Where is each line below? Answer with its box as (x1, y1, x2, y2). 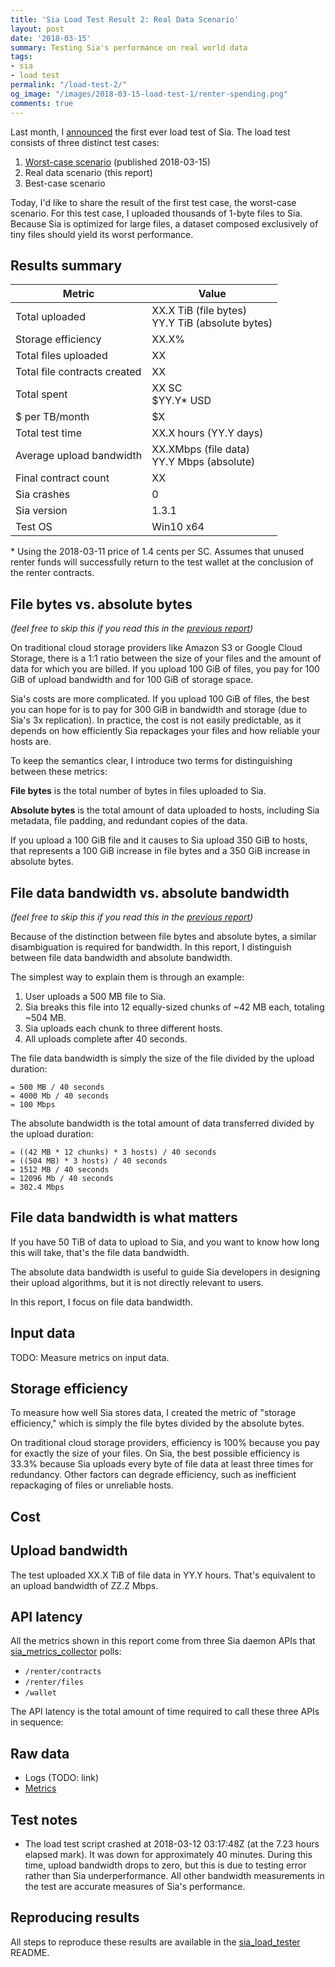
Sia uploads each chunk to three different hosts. (24, 1022, 223, 1034)
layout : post (10, 24, 65, 34)
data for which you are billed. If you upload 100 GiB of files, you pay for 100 (10, 663, 320, 675)
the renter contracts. (10, 567, 95, 579)
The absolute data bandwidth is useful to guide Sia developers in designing (10, 1266, 321, 1278)
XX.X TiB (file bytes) (151, 304, 247, 318)
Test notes (10, 1811, 78, 1828)
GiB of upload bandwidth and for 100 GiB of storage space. (10, 674, 254, 686)
